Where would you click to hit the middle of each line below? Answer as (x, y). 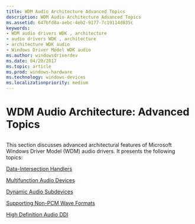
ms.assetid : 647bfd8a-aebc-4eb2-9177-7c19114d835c (70, 22)
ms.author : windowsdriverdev (42, 55)
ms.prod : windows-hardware (39, 72)
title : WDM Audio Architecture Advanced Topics (66, 11)
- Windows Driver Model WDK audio (49, 50)
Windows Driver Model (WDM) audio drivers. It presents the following (91, 151)
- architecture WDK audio (38, 45)
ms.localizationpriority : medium (47, 83)
